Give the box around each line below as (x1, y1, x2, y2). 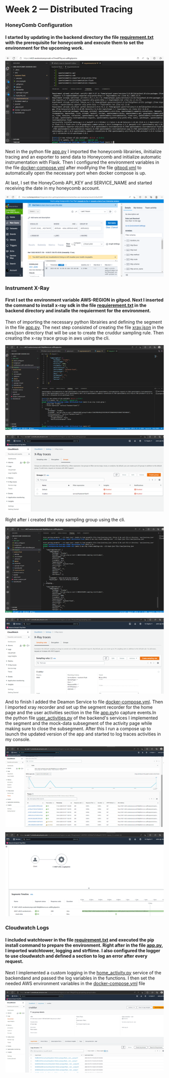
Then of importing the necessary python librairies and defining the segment (5, 319, 162, 325)
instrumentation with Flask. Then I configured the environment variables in (5, 159, 159, 165)
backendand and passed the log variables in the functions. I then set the (5, 975, 155, 981)
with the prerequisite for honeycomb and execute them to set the (5, 39, 144, 45)
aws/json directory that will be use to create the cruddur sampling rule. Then (5, 329, 164, 335)
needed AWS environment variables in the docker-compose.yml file (5, 980, 145, 986)
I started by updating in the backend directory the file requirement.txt (5, 34, 154, 40)
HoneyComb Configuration (5, 22, 73, 29)
